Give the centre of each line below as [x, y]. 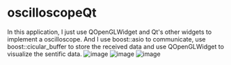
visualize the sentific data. [45, 54]
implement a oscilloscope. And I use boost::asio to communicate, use [106, 39]
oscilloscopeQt [52, 13]
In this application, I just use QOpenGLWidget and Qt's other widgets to [110, 32]
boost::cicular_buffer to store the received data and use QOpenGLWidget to [116, 46]
